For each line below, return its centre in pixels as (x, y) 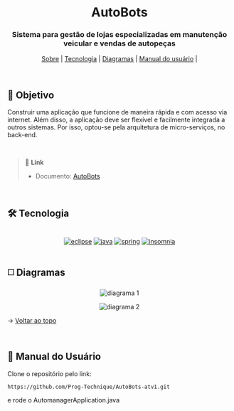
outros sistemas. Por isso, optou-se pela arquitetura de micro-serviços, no (116, 127)
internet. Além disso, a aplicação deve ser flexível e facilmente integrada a (116, 120)
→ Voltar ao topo (32, 320)
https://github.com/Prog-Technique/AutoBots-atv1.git (89, 387)
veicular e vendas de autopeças (119, 43)
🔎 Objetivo (31, 95)
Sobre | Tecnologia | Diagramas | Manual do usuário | (119, 59)
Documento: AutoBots (68, 176)
